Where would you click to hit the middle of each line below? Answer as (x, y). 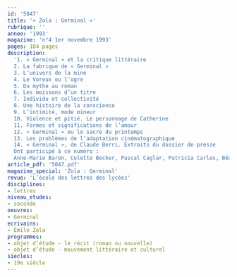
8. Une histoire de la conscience (64, 106)
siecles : (20, 257)
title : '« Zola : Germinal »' (52, 20)
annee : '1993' (28, 33)
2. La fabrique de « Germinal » (61, 66)
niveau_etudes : (30, 197)
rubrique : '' (26, 27)
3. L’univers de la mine (50, 73)
